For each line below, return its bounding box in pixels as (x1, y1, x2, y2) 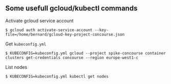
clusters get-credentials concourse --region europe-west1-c (5, 55, 139, 60)
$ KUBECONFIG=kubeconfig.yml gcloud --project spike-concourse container (5, 50, 166, 55)
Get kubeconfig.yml (5, 41, 47, 47)
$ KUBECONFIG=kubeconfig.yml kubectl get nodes (5, 74, 109, 79)
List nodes (5, 64, 28, 70)
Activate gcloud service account (5, 17, 74, 23)
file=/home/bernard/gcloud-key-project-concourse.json (5, 32, 125, 37)
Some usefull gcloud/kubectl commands (5, 4, 138, 13)
